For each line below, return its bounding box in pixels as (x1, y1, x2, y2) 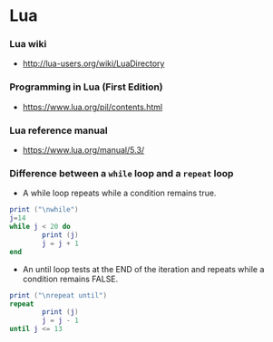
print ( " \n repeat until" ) (9, 290, 107, 299)
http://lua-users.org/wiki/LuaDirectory (22, 58, 165, 69)
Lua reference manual (9, 124, 108, 137)
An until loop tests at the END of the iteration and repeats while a (22, 263, 265, 274)
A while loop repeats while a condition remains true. (22, 187, 217, 199)
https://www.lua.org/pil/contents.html (22, 101, 163, 112)
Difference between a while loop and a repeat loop (9, 167, 234, 179)
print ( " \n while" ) (9, 205, 79, 214)
